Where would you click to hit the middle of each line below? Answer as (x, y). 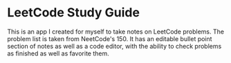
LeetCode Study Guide (74, 13)
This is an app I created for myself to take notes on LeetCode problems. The (116, 32)
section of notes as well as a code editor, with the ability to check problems (114, 46)
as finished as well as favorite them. (58, 53)
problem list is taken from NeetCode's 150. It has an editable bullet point (110, 38)
